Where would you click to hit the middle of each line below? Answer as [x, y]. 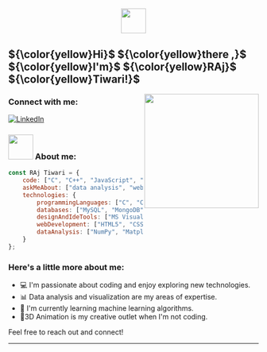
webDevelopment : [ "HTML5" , [81, 225]
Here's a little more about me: [66, 267]
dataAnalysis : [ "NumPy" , [78, 232]
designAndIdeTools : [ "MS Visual [91, 217]
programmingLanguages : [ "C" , [85, 203]
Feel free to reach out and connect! [66, 332]
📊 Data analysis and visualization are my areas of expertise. [118, 297]
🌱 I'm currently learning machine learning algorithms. [106, 308]
